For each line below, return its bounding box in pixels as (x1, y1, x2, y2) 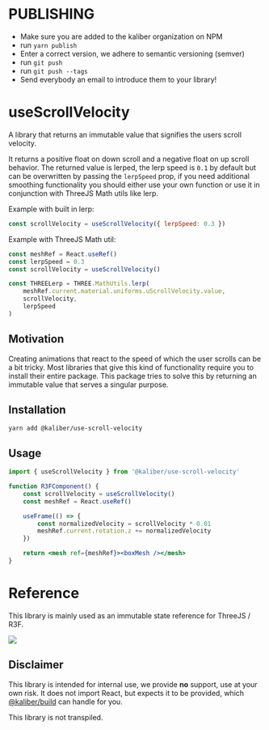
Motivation (8, 333, 65, 346)
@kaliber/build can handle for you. (8, 697, 123, 707)
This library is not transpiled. (8, 712, 103, 722)
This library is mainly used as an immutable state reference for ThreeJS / (8, 610, 251, 620)
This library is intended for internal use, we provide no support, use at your (8, 679, 258, 689)
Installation (8, 402, 66, 417)
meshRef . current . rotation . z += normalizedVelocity (37, 527, 212, 535)
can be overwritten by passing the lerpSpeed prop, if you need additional (8, 171, 250, 180)
